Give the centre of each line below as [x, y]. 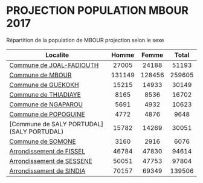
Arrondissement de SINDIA [47, 171]
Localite [57, 55]
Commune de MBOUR [40, 75]
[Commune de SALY [38, 124]
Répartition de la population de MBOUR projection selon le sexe [85, 40]
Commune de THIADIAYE [45, 94]
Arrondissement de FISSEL [47, 151]
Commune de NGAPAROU [46, 104]
